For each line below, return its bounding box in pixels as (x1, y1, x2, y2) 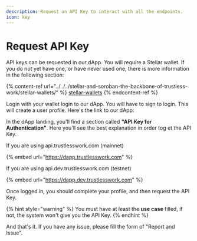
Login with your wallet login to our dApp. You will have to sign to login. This (6, 101, 189, 108)
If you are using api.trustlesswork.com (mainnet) (6, 142, 124, 149)
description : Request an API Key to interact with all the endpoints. (6, 8, 183, 15)
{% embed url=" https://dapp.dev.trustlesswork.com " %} (6, 176, 143, 183)
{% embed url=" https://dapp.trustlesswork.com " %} (6, 154, 133, 161)
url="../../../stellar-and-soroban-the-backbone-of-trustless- (44, 83, 188, 90)
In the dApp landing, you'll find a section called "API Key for (6, 118, 152, 126)
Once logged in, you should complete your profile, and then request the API (6, 188, 190, 195)
